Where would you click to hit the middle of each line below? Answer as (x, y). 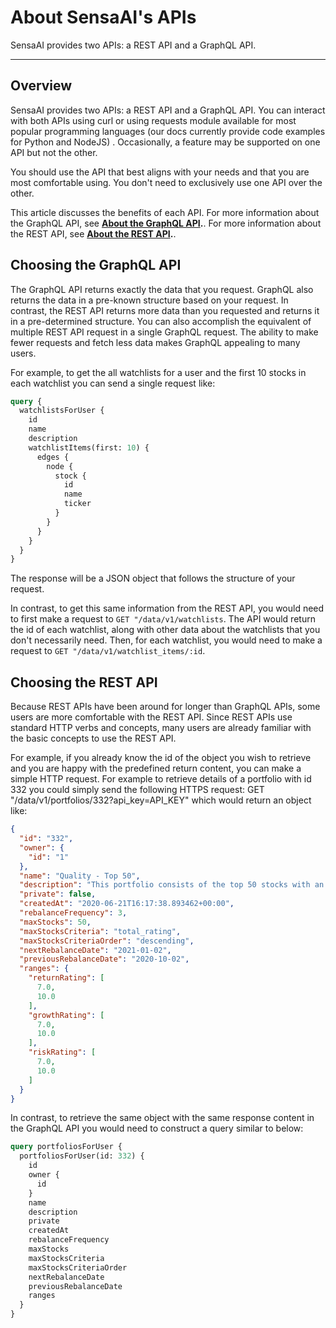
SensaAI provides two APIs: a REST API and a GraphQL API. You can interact (168, 110)
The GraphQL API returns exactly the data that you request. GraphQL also (162, 289)
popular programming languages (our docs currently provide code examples (168, 131)
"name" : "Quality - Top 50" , (80, 876)
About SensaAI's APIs (103, 17)
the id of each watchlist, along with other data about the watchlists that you (165, 630)
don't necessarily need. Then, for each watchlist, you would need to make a (166, 640)
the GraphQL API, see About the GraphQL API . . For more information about (166, 223)
